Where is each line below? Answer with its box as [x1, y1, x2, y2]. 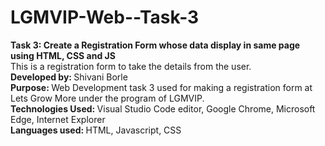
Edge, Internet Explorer [10, 113, 106, 125]
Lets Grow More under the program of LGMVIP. [10, 92, 205, 104]
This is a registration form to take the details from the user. [10, 60, 252, 72]
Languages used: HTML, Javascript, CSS [10, 124, 182, 136]
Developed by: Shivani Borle [10, 71, 128, 83]
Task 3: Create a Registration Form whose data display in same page [10, 39, 301, 51]
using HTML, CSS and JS [10, 49, 116, 61]
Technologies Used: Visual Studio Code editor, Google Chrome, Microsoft [10, 102, 316, 115]
